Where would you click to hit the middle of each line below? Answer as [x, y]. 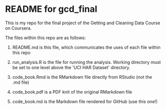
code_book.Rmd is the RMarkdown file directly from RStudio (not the [82, 77]
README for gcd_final [51, 9]
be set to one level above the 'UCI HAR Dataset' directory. [71, 67]
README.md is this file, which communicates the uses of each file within [86, 47]
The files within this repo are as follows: [46, 38]
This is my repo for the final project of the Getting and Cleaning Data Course [83, 23]
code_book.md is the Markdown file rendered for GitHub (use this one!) [85, 101]
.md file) [21, 82]
